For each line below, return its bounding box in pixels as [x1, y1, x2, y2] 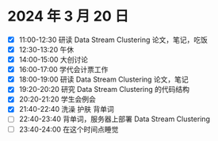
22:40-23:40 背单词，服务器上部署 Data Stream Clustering [18, 114, 211, 124]
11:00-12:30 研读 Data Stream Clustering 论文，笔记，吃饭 [18, 35, 208, 44]
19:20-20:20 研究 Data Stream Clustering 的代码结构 [18, 85, 190, 94]
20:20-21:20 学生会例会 [18, 94, 97, 104]
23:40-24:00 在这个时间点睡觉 [18, 124, 119, 134]
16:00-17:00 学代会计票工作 [18, 65, 109, 74]
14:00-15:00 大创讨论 [18, 55, 89, 64]
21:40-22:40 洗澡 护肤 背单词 [18, 105, 114, 114]
